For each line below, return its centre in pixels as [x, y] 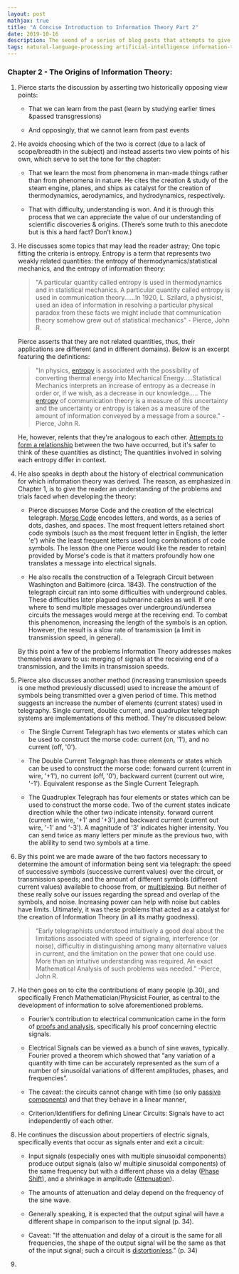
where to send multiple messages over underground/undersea [120, 607]
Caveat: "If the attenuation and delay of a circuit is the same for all [125, 1236]
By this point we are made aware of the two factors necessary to [112, 857]
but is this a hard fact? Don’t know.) [80, 232]
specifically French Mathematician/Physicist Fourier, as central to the [119, 998]
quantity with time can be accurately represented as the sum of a [124, 1063]
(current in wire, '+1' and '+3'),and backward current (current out [123, 820]
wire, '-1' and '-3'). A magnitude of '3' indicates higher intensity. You [128, 827]
